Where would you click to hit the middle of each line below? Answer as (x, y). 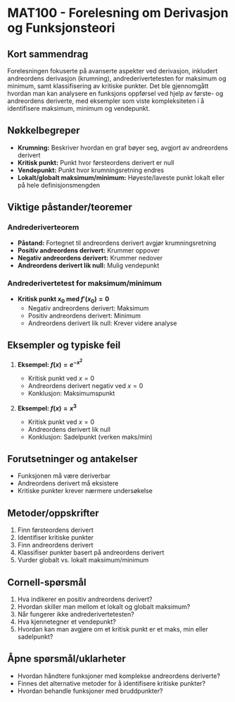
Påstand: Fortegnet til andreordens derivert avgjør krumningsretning (117, 243)
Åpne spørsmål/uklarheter (67, 659)
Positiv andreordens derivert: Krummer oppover (89, 250)
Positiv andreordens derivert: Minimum (84, 315)
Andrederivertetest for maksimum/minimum (85, 284)
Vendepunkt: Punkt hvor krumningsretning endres (90, 170)
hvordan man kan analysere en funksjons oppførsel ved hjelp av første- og (115, 93)
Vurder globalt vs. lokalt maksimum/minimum (83, 560)
